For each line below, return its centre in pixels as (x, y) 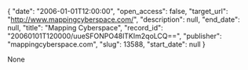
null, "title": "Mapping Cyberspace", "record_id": (86, 28)
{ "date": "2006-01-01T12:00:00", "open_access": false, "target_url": (118, 11)
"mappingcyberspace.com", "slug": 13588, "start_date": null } (106, 44)
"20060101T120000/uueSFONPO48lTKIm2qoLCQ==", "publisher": (115, 36)
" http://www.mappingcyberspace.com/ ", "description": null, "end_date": (124, 19)
